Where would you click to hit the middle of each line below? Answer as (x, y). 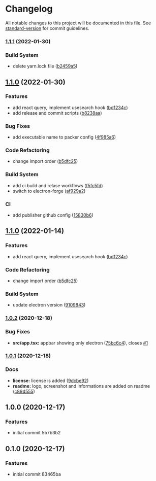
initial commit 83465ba (37, 474)
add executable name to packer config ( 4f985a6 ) (64, 137)
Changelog (29, 9)
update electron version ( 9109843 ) (49, 305)
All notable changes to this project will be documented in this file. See (78, 23)
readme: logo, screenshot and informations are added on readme (81, 386)
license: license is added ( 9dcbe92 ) (51, 381)
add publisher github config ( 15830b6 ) (53, 215)
